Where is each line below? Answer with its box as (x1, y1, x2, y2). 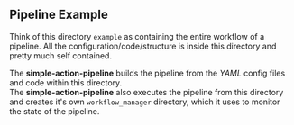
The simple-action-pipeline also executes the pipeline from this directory (9, 86, 284, 97)
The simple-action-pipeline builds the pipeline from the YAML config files (9, 67, 286, 78)
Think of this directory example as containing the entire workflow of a (9, 31, 265, 41)
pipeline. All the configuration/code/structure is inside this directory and (9, 40, 277, 51)
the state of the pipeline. (9, 105, 100, 116)
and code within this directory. (9, 76, 123, 88)
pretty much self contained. (9, 49, 113, 61)
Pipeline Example (9, 7, 108, 22)
